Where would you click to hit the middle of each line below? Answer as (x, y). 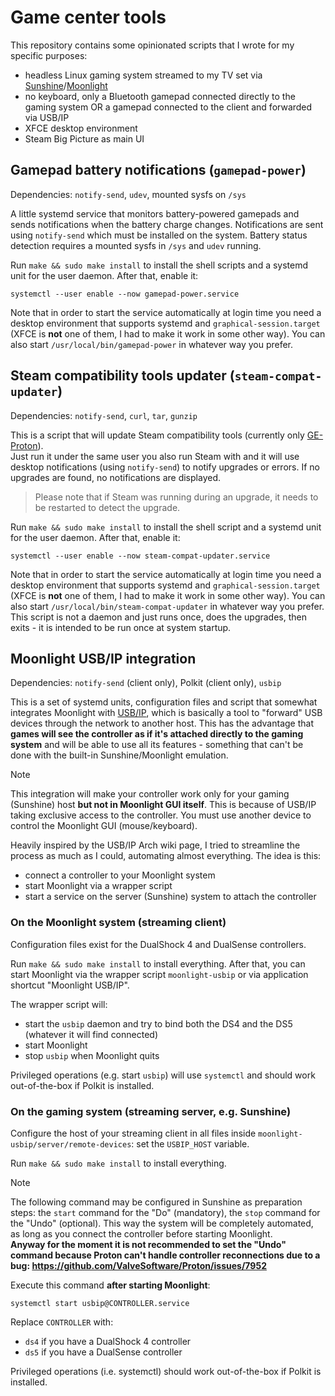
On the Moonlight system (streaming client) (118, 923)
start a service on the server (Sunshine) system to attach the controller (170, 897)
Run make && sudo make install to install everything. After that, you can (158, 963)
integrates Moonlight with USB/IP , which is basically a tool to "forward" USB (166, 713)
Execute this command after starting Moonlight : (110, 1285)
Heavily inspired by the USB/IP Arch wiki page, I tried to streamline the (155, 845)
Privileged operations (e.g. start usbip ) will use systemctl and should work (163, 1075)
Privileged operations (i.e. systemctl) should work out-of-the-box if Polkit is (166, 1371)
